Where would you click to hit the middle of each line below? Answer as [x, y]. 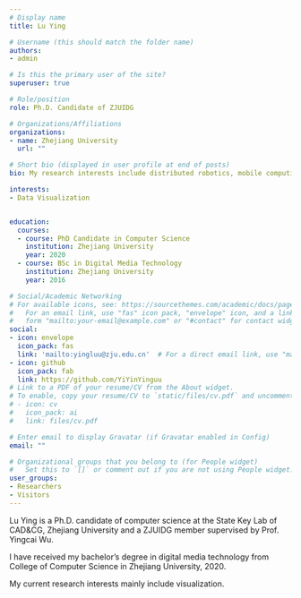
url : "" [32, 149]
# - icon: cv [34, 405]
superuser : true [39, 83]
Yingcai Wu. [31, 539]
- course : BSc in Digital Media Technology [99, 264]
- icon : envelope [42, 338]
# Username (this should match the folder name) [102, 42]
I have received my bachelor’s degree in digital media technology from [139, 557]
